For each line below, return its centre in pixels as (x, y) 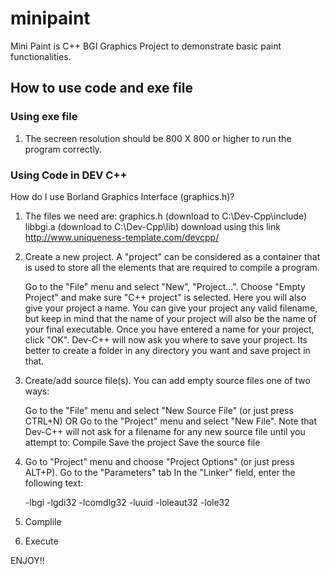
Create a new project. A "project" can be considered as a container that (172, 256)
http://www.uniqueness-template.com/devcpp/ (122, 237)
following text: (54, 483)
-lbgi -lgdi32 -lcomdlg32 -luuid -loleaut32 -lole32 (127, 502)
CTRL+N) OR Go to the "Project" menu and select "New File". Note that (170, 421)
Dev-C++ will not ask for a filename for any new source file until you (165, 431)
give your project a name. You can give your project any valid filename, (171, 308)
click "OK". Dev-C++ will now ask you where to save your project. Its (166, 339)
